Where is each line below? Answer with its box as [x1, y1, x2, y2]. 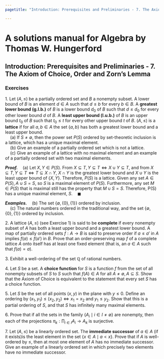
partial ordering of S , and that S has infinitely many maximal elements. [5, 302, 146, 308]
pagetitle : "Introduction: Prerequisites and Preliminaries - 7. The [5, 7, 150, 12]
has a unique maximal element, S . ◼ [5, 191, 82, 197]
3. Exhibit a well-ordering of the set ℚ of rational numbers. [5, 256, 122, 262]
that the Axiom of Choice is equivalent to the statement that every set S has [5, 276, 157, 282]
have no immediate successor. [5, 349, 67, 355]
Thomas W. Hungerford [5, 43, 102, 54]
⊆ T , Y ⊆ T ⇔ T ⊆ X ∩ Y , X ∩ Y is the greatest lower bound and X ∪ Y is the [5, 170, 159, 176]
